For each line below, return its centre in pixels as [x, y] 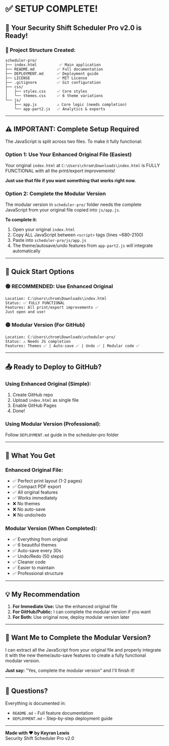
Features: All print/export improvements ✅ [52, 307]
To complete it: [21, 220]
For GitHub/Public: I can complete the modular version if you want [81, 612]
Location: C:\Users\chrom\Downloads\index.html [56, 298]
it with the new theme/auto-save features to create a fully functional [76, 655]
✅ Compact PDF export [37, 486]
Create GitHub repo [33, 395]
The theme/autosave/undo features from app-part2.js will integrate [83, 246]
